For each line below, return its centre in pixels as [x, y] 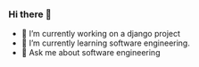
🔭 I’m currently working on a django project [100, 34]
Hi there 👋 [30, 14]
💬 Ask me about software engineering [91, 53]
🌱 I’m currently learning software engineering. [106, 43]
